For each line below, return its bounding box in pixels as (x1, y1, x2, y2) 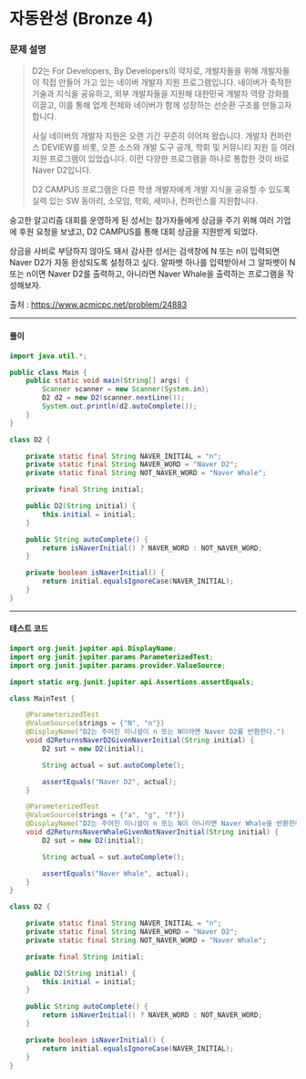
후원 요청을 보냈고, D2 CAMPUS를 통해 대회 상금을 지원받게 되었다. (18, 226, 258, 237)
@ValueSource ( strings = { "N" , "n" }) (25, 719, 166, 728)
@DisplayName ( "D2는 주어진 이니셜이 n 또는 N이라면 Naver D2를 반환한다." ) (25, 727, 285, 737)
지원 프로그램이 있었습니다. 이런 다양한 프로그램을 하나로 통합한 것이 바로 (31, 153, 290, 164)
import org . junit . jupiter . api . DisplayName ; (9, 644, 178, 653)
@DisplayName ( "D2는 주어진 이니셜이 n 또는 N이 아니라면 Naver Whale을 (25, 819, 273, 828)
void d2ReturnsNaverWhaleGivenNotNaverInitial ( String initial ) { (25, 827, 280, 837)
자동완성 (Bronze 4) (9, 8, 154, 29)
